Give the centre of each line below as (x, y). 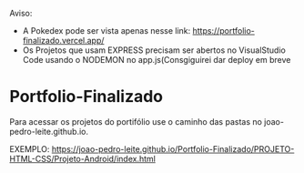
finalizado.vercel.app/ (63, 41)
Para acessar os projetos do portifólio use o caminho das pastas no (136, 121)
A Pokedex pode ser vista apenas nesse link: (106, 31)
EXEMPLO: (30, 148)
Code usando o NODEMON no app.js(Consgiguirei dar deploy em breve (157, 60)
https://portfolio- (223, 31)
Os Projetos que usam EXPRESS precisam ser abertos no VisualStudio (154, 50)
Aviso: (21, 13)
